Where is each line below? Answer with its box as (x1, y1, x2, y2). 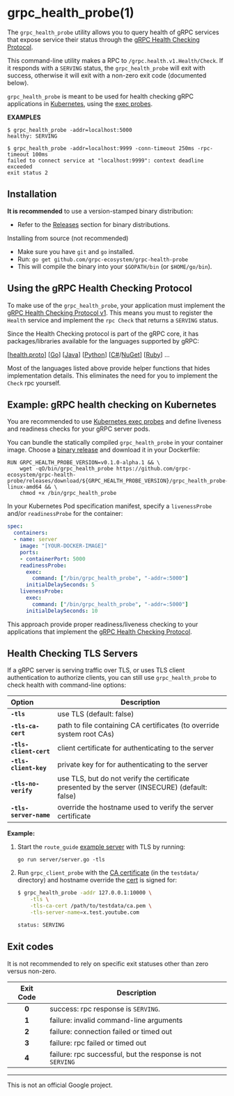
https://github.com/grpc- (116, 466, 192, 473)
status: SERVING (17, 921, 65, 928)
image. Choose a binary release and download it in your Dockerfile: (7, 445, 201, 454)
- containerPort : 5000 (19, 555, 86, 563)
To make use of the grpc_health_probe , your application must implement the (7, 301, 226, 309)
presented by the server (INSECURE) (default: (57, 783, 208, 792)
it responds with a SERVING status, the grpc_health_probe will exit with (7, 64, 205, 72)
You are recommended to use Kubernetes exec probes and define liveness (7, 417, 221, 426)
